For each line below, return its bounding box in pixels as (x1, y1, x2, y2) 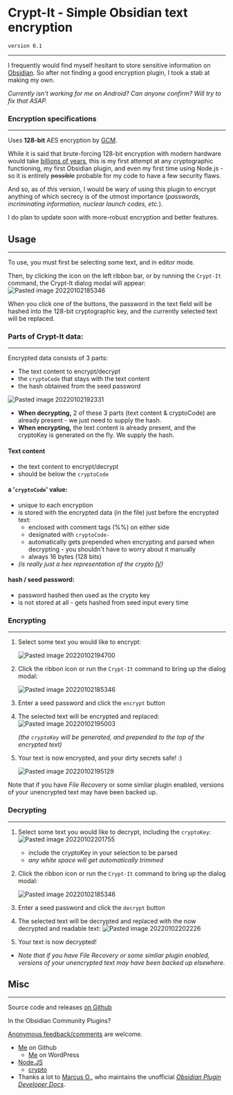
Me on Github (17, 1044, 57, 1052)
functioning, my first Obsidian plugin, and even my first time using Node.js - (8, 164, 223, 172)
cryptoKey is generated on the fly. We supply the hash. (17, 431, 175, 439)
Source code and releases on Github (8, 1003, 113, 1012)
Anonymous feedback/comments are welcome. (8, 1030, 143, 1038)
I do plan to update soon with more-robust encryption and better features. (8, 213, 218, 222)
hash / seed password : (8, 576, 75, 584)
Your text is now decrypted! (17, 937, 97, 946)
